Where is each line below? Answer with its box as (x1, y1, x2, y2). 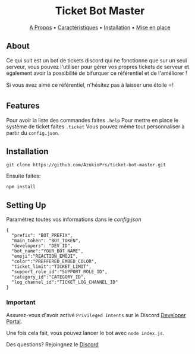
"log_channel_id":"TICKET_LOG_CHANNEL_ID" (11, 279, 118, 286)
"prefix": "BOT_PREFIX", (11, 233, 73, 239)
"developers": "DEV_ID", (11, 243, 73, 249)
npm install (6, 184, 36, 190)
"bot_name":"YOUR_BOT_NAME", (11, 248, 84, 254)
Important (6, 298, 36, 306)
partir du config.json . (6, 129, 59, 136)
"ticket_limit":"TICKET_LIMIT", (11, 264, 92, 270)
